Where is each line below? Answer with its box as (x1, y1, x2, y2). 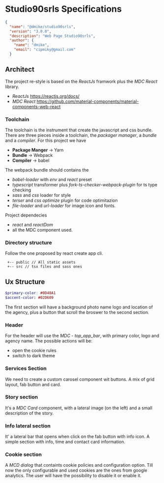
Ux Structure (5, 277, 45, 286)
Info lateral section (5, 422, 51, 429)
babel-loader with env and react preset (12, 177, 92, 182)
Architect (5, 65, 34, 74)
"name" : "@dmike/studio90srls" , (9, 24, 76, 29)
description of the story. (5, 410, 54, 416)
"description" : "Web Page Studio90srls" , (9, 33, 96, 38)
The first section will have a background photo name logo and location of (5, 304, 153, 310)
